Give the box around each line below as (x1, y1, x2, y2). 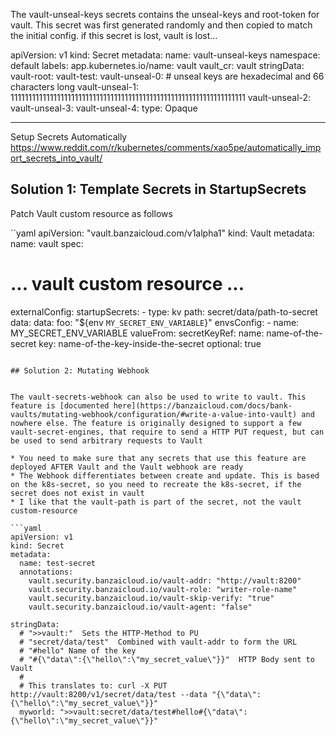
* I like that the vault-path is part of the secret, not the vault (10, 497, 302, 507)
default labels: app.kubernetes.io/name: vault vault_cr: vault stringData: (10, 60, 305, 71)
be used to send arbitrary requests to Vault (10, 435, 203, 446)
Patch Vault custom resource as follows (10, 207, 173, 219)
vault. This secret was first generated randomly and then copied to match (10, 19, 313, 31)
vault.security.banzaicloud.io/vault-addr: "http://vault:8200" (28, 575, 302, 586)
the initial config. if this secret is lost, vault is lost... (10, 30, 218, 41)
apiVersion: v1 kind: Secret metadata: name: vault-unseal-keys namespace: (10, 49, 321, 61)
